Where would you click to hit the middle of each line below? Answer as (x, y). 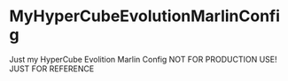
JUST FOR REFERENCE (52, 69)
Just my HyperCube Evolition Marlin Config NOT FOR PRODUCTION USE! (143, 59)
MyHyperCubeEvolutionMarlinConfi (145, 16)
